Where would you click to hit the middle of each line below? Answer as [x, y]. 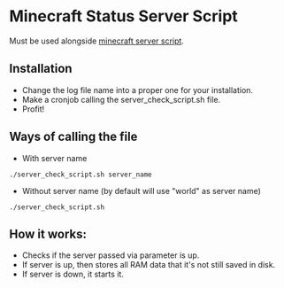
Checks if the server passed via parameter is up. [111, 255]
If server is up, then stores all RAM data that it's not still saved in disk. [149, 265]
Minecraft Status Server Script [124, 16]
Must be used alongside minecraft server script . [96, 41]
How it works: [48, 234]
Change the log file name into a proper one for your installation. [138, 90]
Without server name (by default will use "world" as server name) [141, 191]
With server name [54, 158]
